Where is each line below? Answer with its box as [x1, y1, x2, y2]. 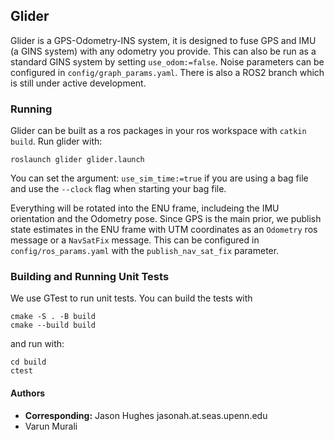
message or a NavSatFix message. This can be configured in [10, 234, 260, 246]
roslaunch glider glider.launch [10, 155, 145, 165]
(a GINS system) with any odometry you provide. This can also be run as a [10, 45, 317, 57]
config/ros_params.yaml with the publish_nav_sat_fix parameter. [10, 245, 280, 257]
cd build [10, 357, 47, 368]
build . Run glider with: [10, 135, 103, 148]
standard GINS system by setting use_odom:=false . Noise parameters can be [10, 55, 325, 68]
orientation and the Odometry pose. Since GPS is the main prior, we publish [10, 213, 322, 225]
